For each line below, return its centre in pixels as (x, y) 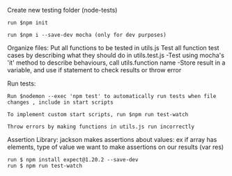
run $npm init (28, 23)
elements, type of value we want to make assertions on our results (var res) (116, 147)
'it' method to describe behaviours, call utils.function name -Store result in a (116, 63)
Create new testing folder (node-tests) (62, 10)
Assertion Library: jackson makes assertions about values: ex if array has (112, 139)
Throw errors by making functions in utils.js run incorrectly (101, 127)
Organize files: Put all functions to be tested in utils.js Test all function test (113, 48)
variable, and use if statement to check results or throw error (94, 70)
